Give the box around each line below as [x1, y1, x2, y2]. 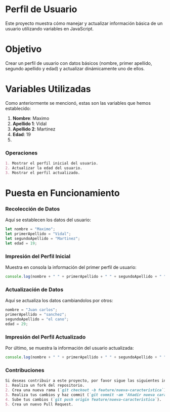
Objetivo [5, 44, 42, 55]
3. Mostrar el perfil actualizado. [5, 170, 80, 175]
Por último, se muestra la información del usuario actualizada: [5, 345, 134, 351]
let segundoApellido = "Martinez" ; [5, 236, 80, 241]
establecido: [5, 105, 31, 111]
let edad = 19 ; [5, 240, 37, 246]
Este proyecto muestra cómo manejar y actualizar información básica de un [5, 20, 163, 26]
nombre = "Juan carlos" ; [5, 307, 58, 312]
